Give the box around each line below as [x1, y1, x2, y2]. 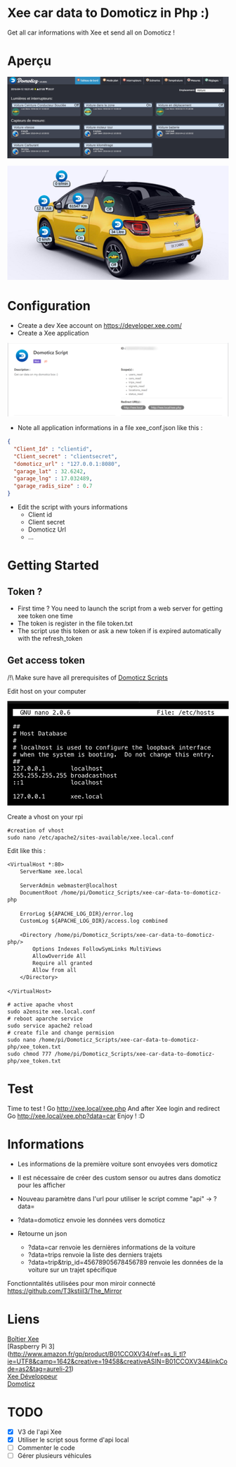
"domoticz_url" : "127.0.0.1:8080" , [13, 460, 121, 467]
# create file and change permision [7, 1029, 114, 1037]
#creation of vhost [7, 827, 65, 835]
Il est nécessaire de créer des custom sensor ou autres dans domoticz [17, 1174, 221, 1182]
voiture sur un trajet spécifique [27, 1265, 117, 1274]
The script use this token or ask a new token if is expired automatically [17, 627, 222, 635]
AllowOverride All [32, 953, 86, 960]
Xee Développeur [7, 1372, 58, 1380]
